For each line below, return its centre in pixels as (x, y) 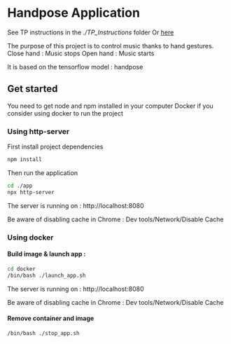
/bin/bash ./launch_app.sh (47, 275)
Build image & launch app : (47, 254)
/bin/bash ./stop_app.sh (43, 333)
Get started (33, 89)
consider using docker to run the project (65, 113)
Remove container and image (51, 318)
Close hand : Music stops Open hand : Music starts (81, 53)
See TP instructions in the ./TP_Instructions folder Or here (91, 32)
